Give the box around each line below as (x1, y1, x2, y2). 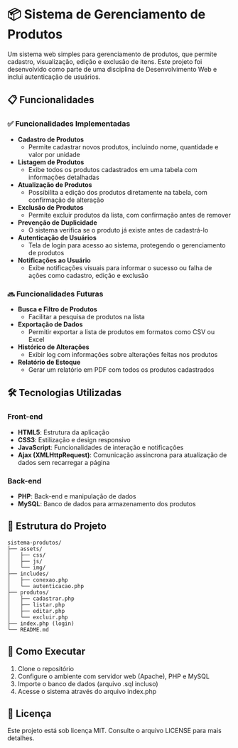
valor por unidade (28, 150, 80, 159)
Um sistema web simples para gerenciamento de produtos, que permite (7, 50, 217, 58)
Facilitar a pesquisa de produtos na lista (28, 312, 146, 321)
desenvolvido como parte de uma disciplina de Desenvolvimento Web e (7, 65, 217, 73)
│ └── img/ (7, 564, 46, 571)
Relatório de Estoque (17, 358, 81, 366)
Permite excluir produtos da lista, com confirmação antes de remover (28, 210, 231, 219)
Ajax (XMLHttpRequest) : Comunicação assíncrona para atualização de (17, 450, 227, 459)
